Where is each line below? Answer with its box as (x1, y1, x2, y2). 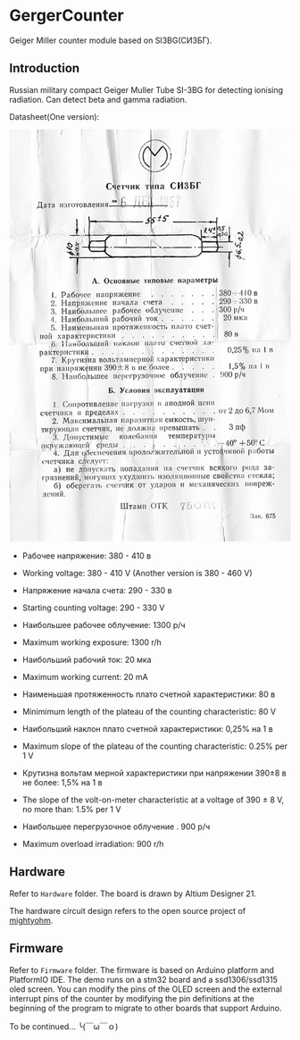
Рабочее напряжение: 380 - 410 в (21, 550, 152, 561)
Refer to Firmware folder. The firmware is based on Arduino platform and (9, 964, 275, 975)
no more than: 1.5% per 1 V (21, 804, 121, 815)
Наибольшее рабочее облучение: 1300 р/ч (21, 620, 186, 631)
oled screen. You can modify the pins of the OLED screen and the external (9, 984, 283, 994)
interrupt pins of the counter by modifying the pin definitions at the (9, 993, 254, 1003)
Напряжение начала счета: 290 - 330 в (21, 585, 172, 596)
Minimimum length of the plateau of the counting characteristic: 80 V (21, 707, 277, 717)
